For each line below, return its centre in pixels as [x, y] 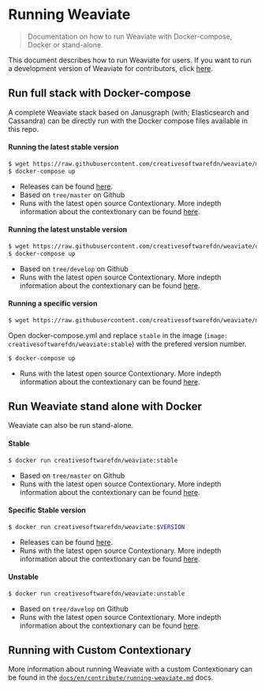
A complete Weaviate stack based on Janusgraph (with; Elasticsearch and [129, 112]
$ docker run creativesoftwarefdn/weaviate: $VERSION [97, 527]
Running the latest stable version [63, 147]
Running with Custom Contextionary [100, 650]
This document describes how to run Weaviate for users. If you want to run [130, 60]
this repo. [24, 129]
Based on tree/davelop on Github [74, 609]
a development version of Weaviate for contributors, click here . [111, 68]
